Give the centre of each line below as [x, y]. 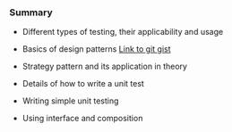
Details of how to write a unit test [83, 84]
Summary [31, 12]
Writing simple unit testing [70, 101]
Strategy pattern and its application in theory [105, 66]
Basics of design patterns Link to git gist [97, 49]
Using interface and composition [82, 119]
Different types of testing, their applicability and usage [123, 32]
